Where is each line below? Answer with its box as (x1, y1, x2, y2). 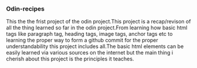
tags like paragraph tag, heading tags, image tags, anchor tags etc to (6, 30, 173, 38)
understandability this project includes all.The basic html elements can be (6, 43, 184, 50)
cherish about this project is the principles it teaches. (6, 55, 134, 63)
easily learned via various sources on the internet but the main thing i (6, 49, 174, 56)
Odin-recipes (6, 5, 45, 13)
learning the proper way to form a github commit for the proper (6, 37, 158, 44)
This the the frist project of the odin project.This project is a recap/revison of (6, 18, 191, 25)
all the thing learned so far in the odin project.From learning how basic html (6, 24, 188, 31)
